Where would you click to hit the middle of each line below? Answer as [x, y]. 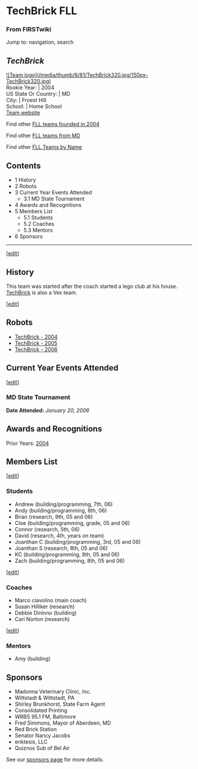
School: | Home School [34, 106]
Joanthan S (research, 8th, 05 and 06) [61, 548]
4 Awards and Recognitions [48, 205]
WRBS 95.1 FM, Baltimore [45, 717]
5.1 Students [38, 218]
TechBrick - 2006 [36, 349]
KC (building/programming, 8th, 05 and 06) [67, 554]
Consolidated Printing [41, 710]
